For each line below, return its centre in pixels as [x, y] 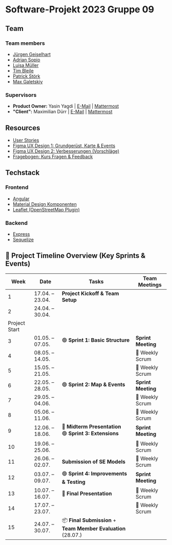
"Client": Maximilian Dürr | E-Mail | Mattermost [62, 112]
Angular [21, 199]
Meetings [150, 285]
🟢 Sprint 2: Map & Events [93, 384]
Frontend [17, 187]
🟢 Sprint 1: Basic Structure [96, 340]
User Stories [26, 140]
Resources [23, 128]
